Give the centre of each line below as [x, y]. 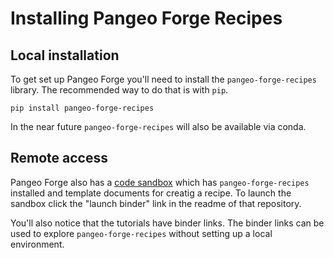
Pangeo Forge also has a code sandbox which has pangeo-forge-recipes [160, 182]
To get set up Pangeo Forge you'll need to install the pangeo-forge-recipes [163, 79]
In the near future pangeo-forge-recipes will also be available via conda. [158, 126]
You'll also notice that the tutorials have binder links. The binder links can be [167, 223]
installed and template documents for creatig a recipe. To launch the [151, 193]
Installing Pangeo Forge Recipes [146, 18]
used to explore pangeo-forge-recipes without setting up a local [141, 233]
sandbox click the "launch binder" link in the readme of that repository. [156, 203]
